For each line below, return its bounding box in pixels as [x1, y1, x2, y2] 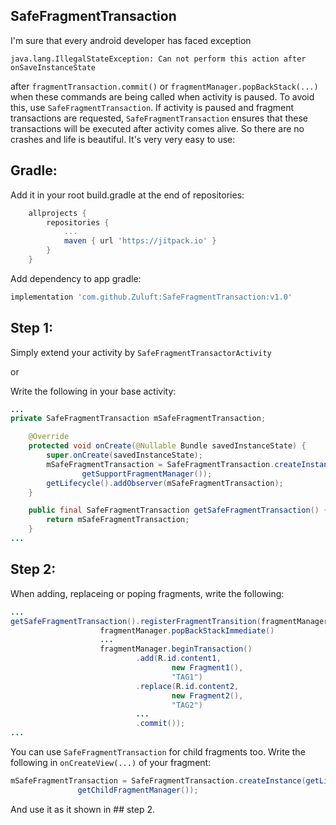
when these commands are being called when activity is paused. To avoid [10, 90, 315, 103]
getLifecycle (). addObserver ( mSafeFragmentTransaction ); [46, 478, 284, 488]
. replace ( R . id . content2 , [135, 681, 240, 691]
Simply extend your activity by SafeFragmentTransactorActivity [10, 346, 272, 358]
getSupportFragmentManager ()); [81, 469, 213, 479]
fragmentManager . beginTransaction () [99, 644, 253, 654]
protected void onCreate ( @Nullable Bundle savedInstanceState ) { [28, 441, 307, 451]
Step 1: [10, 320, 54, 337]
